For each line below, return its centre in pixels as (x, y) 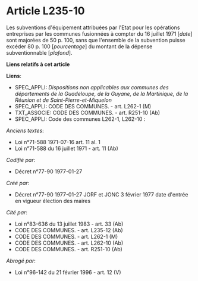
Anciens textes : (25, 130)
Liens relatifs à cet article (38, 64)
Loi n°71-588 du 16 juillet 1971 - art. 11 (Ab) (67, 148)
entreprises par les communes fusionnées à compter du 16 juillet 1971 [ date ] (99, 33)
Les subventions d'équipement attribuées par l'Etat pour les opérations (93, 27)
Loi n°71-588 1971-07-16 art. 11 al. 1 (58, 142)
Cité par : (17, 212)
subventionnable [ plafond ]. (39, 52)
